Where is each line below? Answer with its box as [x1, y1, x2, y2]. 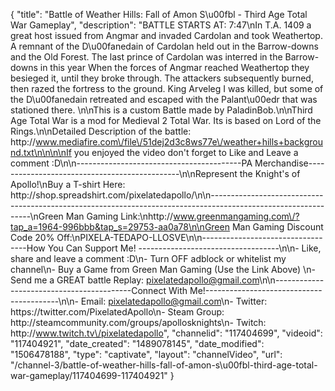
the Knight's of [239, 168, 301, 179]
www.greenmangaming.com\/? [173, 210, 300, 222]
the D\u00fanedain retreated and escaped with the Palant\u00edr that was [10, 94, 318, 105]
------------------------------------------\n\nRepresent [10, 168, 238, 179]
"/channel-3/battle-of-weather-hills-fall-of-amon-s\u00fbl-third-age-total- [10, 359, 318, 371]
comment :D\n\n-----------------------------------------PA [10, 157, 253, 169]
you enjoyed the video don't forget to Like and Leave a [73, 147, 299, 158]
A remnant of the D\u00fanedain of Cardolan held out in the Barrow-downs [10, 40, 319, 52]
